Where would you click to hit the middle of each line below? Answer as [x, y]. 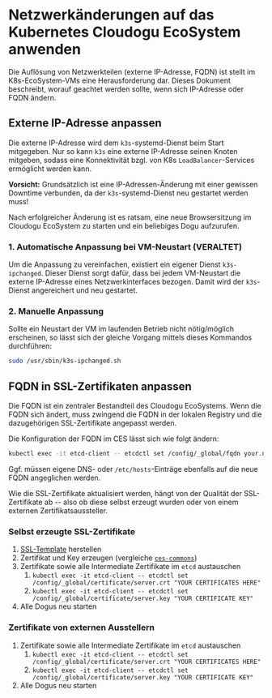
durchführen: [30, 346]
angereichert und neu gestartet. [84, 290]
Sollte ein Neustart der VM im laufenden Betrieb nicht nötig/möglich [121, 329]
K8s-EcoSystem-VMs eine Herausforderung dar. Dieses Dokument [119, 80]
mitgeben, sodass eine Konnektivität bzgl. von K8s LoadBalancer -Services [132, 160]
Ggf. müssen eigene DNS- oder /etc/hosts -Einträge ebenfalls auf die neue [133, 469]
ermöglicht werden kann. [50, 169]
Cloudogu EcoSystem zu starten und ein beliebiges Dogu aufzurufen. [124, 225]
